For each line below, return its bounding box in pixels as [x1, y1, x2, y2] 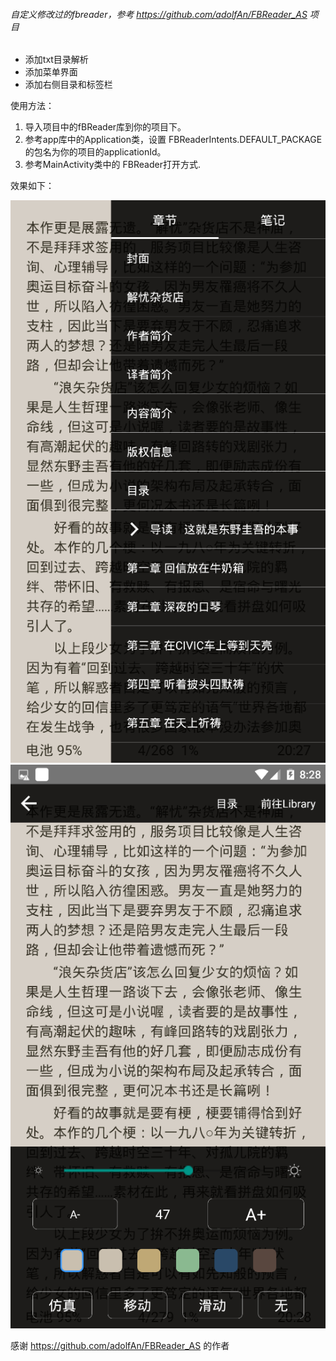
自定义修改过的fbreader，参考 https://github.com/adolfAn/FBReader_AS [10, 8, 308, 20]
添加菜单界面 [24, 66, 78, 78]
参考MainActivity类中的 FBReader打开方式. [24, 159, 201, 171]
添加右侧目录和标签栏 [24, 79, 113, 91]
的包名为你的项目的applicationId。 [24, 146, 167, 158]
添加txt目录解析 [24, 54, 89, 66]
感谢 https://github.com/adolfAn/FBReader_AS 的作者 [10, 1339, 230, 1351]
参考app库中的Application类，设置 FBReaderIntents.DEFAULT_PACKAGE [24, 134, 323, 146]
